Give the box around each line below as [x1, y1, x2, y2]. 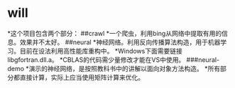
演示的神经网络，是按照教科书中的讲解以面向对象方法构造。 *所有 [28, 64, 221, 73]
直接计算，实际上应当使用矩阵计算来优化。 [19, 73, 144, 82]
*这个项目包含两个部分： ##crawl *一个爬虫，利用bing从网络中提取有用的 [7, 29, 222, 37]
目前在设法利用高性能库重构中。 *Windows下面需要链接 [19, 46, 182, 55]
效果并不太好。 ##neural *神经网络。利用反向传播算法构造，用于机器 [19, 37, 221, 46]
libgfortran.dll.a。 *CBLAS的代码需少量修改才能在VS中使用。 [7, 55, 185, 64]
